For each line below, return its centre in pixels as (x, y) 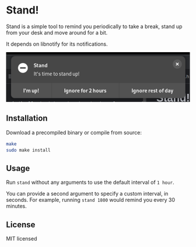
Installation (27, 119)
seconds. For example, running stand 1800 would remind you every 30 (91, 200)
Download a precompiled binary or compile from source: (74, 132)
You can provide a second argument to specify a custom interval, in (87, 194)
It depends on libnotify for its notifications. (57, 44)
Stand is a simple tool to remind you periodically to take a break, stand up (94, 26)
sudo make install (28, 150)
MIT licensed (22, 239)
